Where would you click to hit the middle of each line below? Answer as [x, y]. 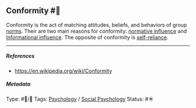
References [20, 56]
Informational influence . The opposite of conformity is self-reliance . [87, 37]
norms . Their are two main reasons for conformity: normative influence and [97, 31]
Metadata [18, 84]
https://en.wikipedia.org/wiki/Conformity [63, 71]
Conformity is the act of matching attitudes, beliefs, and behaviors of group [97, 25]
